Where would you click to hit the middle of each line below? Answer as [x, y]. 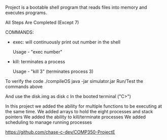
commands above [24, 86]
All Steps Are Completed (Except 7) [42, 22]
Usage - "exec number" [37, 52]
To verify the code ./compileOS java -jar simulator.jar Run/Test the [74, 81]
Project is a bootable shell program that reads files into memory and [76, 7]
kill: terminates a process [39, 62]
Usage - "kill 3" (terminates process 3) [53, 71]
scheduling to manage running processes [49, 122]
